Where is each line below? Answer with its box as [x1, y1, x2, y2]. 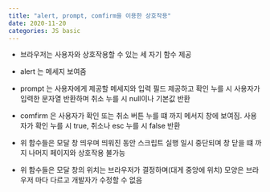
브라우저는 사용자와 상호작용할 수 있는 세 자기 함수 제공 [19, 50, 192, 59]
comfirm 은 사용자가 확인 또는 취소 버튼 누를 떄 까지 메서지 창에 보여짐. [19, 111, 243, 121]
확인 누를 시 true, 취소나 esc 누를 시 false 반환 [35, 121, 181, 131]
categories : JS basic [8, 27, 81, 35]
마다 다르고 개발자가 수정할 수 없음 [35, 175, 143, 185]
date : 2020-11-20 [8, 19, 67, 27]
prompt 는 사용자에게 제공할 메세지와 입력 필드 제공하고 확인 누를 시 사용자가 [19, 84, 260, 93]
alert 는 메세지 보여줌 [19, 67, 87, 76]
